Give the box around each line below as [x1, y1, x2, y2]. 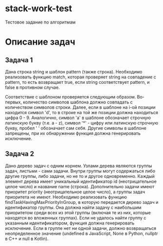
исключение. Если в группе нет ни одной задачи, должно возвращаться [5, 225, 157, 231]
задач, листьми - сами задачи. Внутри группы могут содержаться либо [5, 168, 155, 174]
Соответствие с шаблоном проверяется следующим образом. [5, 94, 136, 99]
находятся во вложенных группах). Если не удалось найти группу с [5, 215, 146, 221]
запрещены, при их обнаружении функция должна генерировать [5, 130, 141, 136]
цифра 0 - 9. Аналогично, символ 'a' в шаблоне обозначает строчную [5, 115, 151, 121]
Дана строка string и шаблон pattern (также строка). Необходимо [5, 69, 143, 74]
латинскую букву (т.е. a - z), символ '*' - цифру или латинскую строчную [5, 120, 159, 125]
